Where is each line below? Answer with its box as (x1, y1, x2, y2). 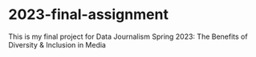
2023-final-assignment (8, 6, 169, 24)
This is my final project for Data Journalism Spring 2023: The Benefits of (8, 32, 248, 41)
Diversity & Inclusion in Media (8, 40, 107, 49)
